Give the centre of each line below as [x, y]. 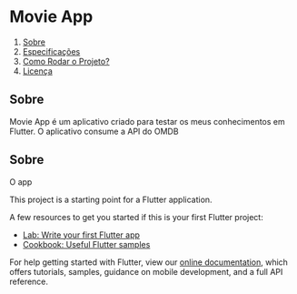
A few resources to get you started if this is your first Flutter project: [136, 217]
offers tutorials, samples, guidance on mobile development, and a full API [146, 271]
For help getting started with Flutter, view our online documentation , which [149, 262]
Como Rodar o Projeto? [66, 61]
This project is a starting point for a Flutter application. [111, 199]
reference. [29, 281]
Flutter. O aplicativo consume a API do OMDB [94, 131]
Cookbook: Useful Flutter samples [86, 244]
